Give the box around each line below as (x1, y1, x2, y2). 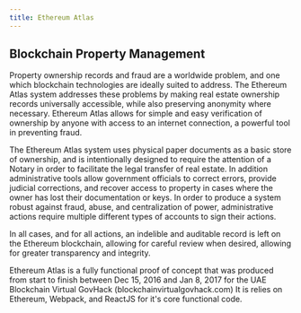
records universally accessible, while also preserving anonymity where (9, 99, 272, 109)
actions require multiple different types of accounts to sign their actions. (9, 212, 277, 222)
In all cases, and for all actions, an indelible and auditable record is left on (9, 229, 281, 239)
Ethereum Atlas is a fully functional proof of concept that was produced (9, 265, 274, 276)
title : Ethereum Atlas (9, 13, 94, 22)
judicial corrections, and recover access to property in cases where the (9, 183, 274, 194)
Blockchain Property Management (9, 47, 206, 62)
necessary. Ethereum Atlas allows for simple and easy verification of (9, 109, 262, 119)
